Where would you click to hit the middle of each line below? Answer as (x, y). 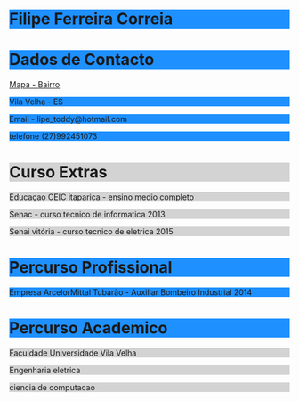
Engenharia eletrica (45, 370)
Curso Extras (58, 172)
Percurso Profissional (91, 268)
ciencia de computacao (53, 387)
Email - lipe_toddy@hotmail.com (68, 119)
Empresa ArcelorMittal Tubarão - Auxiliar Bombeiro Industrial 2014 (131, 292)
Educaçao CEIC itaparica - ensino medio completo (101, 197)
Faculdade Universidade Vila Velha (73, 353)
